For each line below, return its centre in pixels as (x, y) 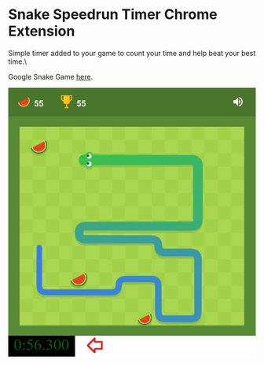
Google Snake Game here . (51, 76)
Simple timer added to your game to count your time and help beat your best (132, 53)
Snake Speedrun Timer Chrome (113, 15)
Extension (42, 31)
